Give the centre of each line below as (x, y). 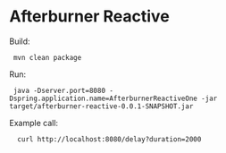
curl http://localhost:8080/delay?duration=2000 (109, 139)
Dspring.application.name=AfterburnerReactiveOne (104, 98)
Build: (20, 41)
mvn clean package (47, 57)
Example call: (34, 123)
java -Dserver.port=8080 (59, 90)
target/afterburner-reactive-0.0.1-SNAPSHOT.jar (101, 106)
